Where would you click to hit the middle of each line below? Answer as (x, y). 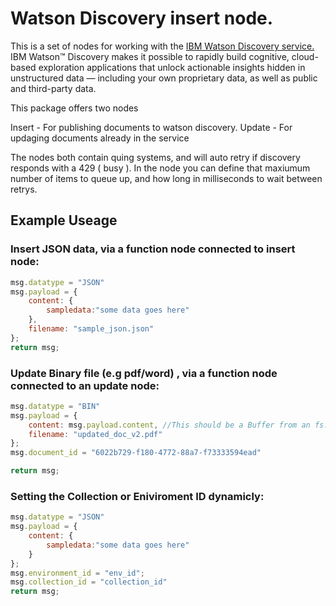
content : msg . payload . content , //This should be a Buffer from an (169, 425)
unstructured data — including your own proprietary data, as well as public (164, 78)
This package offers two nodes (74, 108)
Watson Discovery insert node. (142, 18)
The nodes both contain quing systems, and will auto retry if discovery (155, 157)
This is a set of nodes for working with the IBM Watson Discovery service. (162, 46)
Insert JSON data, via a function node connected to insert (153, 249)
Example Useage (64, 220)
